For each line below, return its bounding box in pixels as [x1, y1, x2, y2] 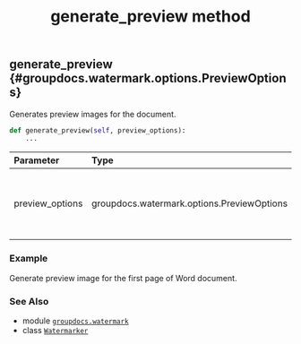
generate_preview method [50, 6, 251, 27]
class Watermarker [21, 324, 89, 335]
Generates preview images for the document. [9, 108, 176, 119]
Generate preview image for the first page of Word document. [9, 272, 237, 283]
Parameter [13, 154, 60, 167]
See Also [9, 295, 49, 307]
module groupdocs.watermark [21, 315, 129, 326]
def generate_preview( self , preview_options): [9, 125, 186, 135]
